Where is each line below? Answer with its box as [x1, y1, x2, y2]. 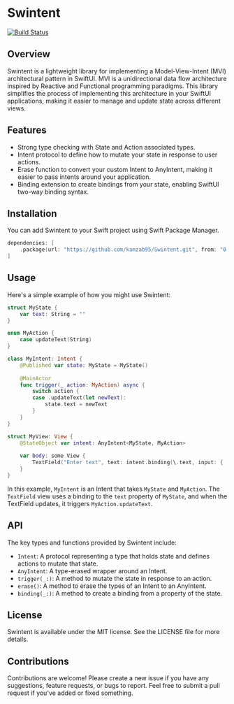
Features [7, 124, 47, 136]
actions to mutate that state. [17, 559, 98, 568]
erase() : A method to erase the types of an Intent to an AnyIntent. [17, 582, 207, 590]
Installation [7, 208, 57, 220]
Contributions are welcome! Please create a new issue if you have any [7, 674, 210, 682]
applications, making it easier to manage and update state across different [7, 96, 221, 105]
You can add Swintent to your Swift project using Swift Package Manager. [7, 226, 219, 235]
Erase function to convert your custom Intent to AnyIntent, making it [17, 165, 213, 173]
